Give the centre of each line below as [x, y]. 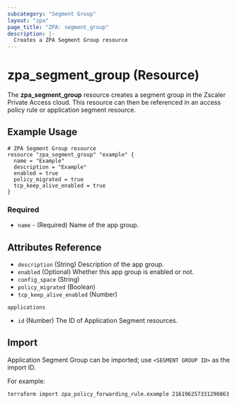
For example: [27, 381]
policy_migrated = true [48, 179]
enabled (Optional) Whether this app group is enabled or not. [106, 272]
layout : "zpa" [28, 21]
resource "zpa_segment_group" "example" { [71, 154]
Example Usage [42, 132]
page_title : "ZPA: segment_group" [58, 27]
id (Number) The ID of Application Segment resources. [98, 320]
